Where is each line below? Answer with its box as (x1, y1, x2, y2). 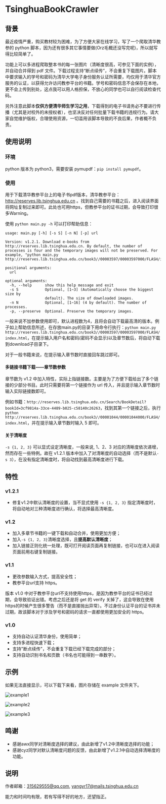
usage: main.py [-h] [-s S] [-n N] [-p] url (5, 231, 98, 236)
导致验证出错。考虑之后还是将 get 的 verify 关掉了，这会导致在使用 (18, 596, 154, 602)
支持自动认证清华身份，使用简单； (12, 633, 82, 639)
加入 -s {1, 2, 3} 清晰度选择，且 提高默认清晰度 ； (12, 537, 113, 543)
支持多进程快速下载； (12, 639, 56, 645)
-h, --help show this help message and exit (9, 283, 114, 288)
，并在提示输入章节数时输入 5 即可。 (27, 420, 102, 426)
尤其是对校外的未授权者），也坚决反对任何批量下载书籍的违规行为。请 (13, 109, 155, 115)
